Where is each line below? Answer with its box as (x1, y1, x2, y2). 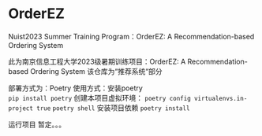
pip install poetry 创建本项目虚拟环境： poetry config (8, 93, 191, 102)
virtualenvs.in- (193, 94, 248, 102)
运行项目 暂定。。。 (8, 119, 65, 129)
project (8, 104, 34, 112)
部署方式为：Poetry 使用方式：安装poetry (8, 83, 144, 93)
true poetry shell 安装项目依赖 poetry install (36, 103, 190, 112)
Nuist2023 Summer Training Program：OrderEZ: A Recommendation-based (8, 31, 255, 41)
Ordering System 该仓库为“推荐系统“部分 (30, 66, 163, 75)
